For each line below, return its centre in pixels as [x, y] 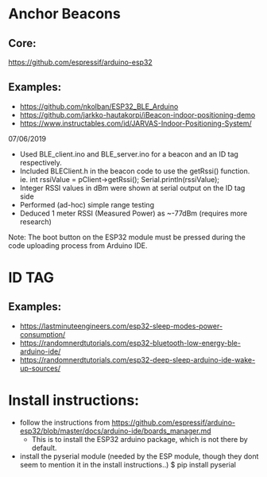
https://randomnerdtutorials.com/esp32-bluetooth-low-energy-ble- [130, 343]
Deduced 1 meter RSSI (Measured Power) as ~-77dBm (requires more [133, 213]
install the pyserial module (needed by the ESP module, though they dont [139, 456]
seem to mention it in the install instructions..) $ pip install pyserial [128, 464]
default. [44, 448]
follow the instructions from [65, 422]
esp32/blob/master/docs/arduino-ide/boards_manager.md [115, 431]
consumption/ [43, 334]
